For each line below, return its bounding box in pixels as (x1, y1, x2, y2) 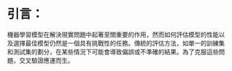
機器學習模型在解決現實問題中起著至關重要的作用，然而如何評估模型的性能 (7, 30, 219, 39)
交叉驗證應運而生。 (19, 56, 74, 64)
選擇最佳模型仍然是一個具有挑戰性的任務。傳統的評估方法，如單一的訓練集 (12, 39, 225, 47)
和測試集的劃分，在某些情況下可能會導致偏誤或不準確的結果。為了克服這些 (7, 48, 219, 56)
